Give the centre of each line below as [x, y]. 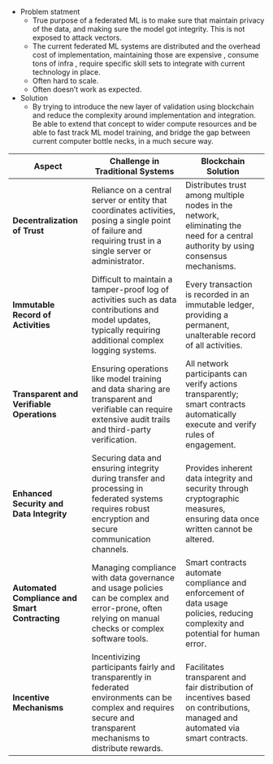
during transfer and [128, 478]
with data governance [133, 578]
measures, [206, 509]
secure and [113, 718]
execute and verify [221, 424]
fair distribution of [219, 687]
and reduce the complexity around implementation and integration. [144, 115]
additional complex [128, 340]
